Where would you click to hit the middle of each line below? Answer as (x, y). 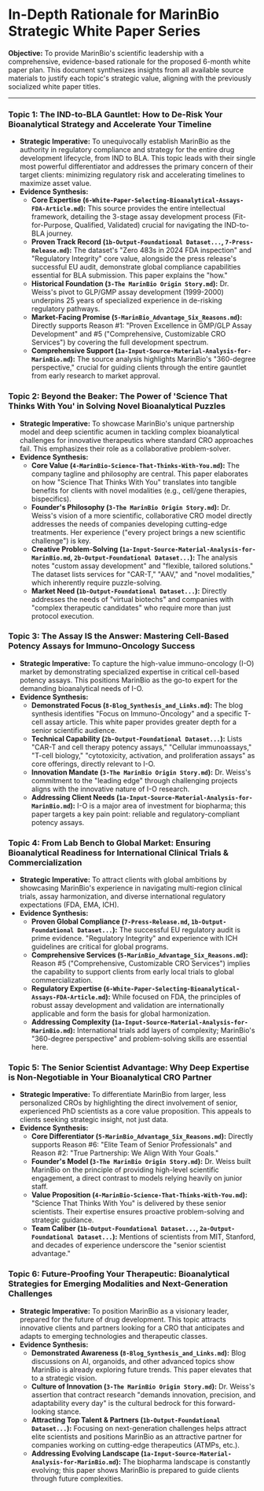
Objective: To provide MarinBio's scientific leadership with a (106, 53)
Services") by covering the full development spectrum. (120, 342)
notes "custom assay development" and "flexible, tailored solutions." (142, 566)
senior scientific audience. (74, 730)
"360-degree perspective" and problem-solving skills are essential (139, 1039)
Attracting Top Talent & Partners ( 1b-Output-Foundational (126, 1419)
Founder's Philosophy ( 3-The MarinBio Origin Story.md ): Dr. (130, 507)
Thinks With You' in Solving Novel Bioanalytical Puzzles (117, 406)
